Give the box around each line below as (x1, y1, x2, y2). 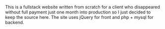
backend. (5, 19, 24, 25)
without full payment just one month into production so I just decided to (5, 9, 151, 15)
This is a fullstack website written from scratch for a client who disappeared (5, 4, 160, 10)
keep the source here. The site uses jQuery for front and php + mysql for (5, 14, 154, 20)
